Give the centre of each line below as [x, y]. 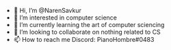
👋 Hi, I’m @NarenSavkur [48, 10]
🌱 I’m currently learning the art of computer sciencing [89, 25]
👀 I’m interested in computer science [65, 18]
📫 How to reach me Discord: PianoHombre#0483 [84, 40]
